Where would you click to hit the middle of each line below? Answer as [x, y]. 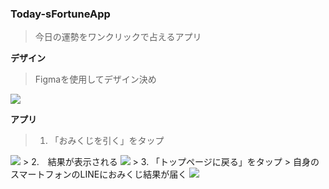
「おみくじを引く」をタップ [107, 141]
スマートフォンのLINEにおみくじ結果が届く [99, 174]
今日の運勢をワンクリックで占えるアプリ [118, 37]
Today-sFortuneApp [60, 14]
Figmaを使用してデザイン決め [95, 79]
